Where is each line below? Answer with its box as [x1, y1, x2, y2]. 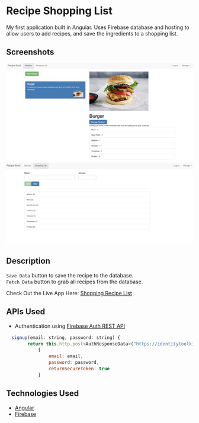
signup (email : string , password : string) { [11, 334, 120, 341]
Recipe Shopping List [6, 4, 113, 18]
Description [6, 256, 50, 266]
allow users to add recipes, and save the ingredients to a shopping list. [6, 30, 178, 37]
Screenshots [6, 47, 54, 57]
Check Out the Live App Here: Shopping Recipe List [6, 289, 132, 296]
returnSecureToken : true [48, 366, 110, 372]
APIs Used [6, 306, 46, 317]
